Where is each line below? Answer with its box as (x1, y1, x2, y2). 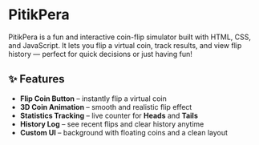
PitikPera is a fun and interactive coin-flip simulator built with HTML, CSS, (8, 32, 251, 42)
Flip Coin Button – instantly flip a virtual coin (19, 94, 167, 103)
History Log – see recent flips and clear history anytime (19, 119, 204, 129)
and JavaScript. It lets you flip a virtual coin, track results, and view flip (8, 40, 242, 50)
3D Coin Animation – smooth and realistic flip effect (19, 102, 192, 111)
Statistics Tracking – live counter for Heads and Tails (19, 111, 198, 120)
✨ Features (8, 72, 65, 86)
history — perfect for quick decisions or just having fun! (8, 49, 192, 58)
